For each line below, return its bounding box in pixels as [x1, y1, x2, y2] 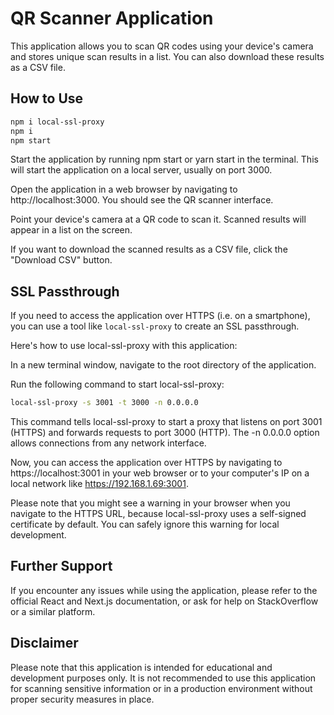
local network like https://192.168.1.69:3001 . [10, 478, 189, 490]
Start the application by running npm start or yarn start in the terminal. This [10, 153, 319, 166]
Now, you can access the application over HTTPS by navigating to [10, 457, 283, 469]
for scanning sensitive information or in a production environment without [10, 682, 313, 694]
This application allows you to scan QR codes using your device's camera [10, 40, 314, 52]
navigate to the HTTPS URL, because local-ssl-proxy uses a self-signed [10, 508, 307, 520]
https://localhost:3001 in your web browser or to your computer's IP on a [10, 467, 310, 479]
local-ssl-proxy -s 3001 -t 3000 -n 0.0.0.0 [10, 398, 199, 408]
